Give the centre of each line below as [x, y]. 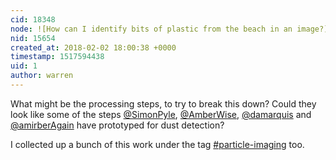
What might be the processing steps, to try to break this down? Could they [163, 103]
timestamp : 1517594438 [57, 57]
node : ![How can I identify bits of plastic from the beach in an [151, 29]
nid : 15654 [33, 38]
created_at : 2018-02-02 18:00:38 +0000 [93, 47]
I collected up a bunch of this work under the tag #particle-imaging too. [157, 144]
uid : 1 [24, 66]
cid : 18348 [33, 19]
